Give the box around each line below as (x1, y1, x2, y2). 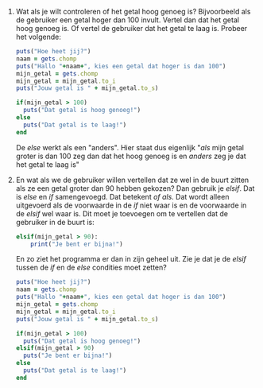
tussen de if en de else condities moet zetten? (15, 262, 167, 273)
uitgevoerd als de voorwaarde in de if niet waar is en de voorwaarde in (15, 200, 247, 210)
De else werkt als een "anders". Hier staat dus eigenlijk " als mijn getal (15, 142, 245, 152)
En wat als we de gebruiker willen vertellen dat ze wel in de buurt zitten (15, 175, 249, 184)
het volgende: (15, 32, 61, 41)
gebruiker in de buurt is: (15, 217, 95, 227)
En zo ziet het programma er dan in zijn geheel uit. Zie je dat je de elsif (15, 254, 246, 264)
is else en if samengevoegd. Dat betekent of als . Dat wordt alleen (15, 192, 230, 201)
